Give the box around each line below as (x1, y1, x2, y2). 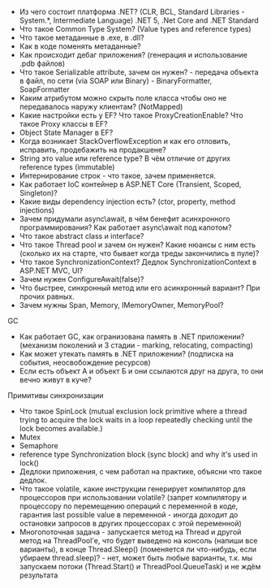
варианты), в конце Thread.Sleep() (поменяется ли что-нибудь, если (19, 544, 257, 554)
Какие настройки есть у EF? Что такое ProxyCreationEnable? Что (19, 110, 244, 120)
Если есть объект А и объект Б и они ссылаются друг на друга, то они (19, 366, 264, 376)
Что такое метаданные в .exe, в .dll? (19, 32, 144, 42)
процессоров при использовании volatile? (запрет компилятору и (19, 493, 247, 502)
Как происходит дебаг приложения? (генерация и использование (19, 50, 248, 59)
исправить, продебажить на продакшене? (19, 145, 167, 154)
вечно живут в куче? (19, 375, 92, 384)
